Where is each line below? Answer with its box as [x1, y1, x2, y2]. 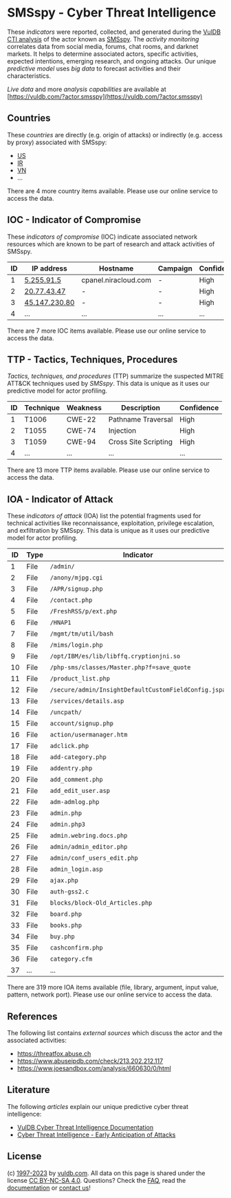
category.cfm [49, 955, 93, 963]
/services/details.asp [49, 697, 124, 705]
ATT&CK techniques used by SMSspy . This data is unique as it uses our [7, 380, 210, 388]
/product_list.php [49, 675, 110, 683]
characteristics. [7, 71, 52, 80]
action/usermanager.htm [49, 731, 128, 739]
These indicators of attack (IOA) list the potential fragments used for [7, 512, 201, 520]
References [7, 1010, 58, 1022]
